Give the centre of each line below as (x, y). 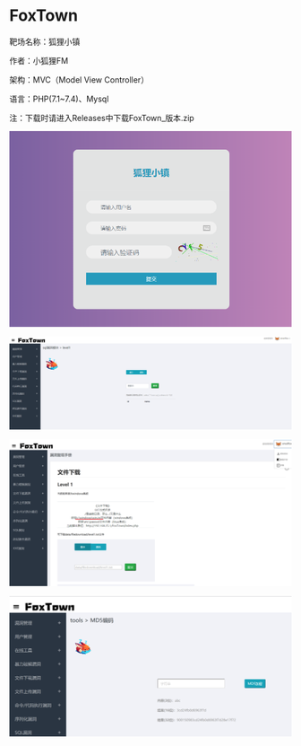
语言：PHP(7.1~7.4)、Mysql (59, 99)
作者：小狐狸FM (39, 60)
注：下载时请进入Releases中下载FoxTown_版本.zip (102, 118)
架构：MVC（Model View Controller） (79, 79)
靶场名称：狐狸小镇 (45, 41)
